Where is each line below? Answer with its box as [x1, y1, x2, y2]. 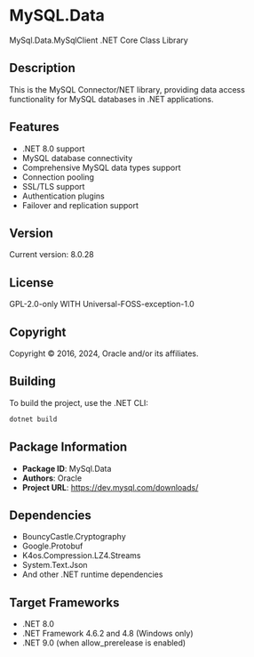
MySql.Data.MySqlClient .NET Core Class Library [9, 35, 188, 45]
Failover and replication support [21, 199, 139, 210]
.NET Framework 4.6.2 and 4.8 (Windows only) [21, 629, 194, 639]
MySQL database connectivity [21, 152, 133, 163]
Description [9, 61, 75, 76]
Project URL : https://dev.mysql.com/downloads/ [21, 482, 199, 492]
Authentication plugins [21, 191, 105, 201]
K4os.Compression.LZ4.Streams [21, 550, 141, 561]
